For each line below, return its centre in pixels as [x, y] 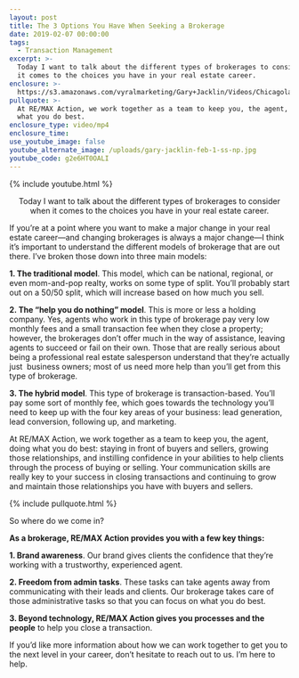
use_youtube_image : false [57, 142]
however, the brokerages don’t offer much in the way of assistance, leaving [147, 338]
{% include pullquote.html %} [63, 503]
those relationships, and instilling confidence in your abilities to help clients [147, 457]
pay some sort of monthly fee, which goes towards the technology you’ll [141, 403]
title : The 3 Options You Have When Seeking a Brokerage [117, 26]
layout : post [33, 17]
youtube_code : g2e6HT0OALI [59, 158]
